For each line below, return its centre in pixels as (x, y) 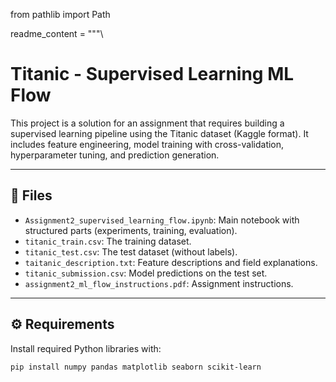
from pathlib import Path (60, 14)
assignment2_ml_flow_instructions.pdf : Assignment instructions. (159, 283)
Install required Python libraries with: (86, 348)
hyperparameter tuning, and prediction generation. (115, 155)
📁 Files (31, 195)
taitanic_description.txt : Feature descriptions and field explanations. (171, 262)
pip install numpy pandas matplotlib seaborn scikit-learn (136, 367)
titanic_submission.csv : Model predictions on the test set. (146, 273)
